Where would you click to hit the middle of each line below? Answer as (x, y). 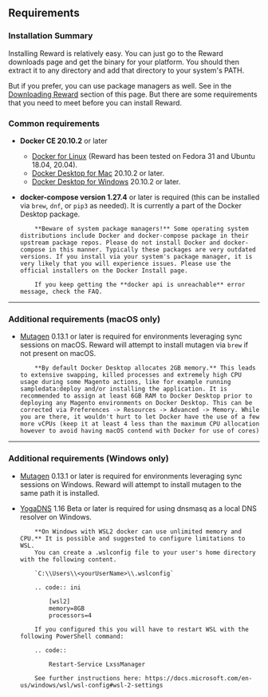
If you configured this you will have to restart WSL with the (142, 629)
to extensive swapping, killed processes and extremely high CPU (130, 375)
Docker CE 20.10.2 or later (63, 141)
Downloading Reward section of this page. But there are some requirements (133, 94)
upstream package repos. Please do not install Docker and (120, 243)
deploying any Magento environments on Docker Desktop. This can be (136, 403)
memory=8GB (67, 608)
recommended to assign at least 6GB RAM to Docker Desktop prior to (136, 396)
